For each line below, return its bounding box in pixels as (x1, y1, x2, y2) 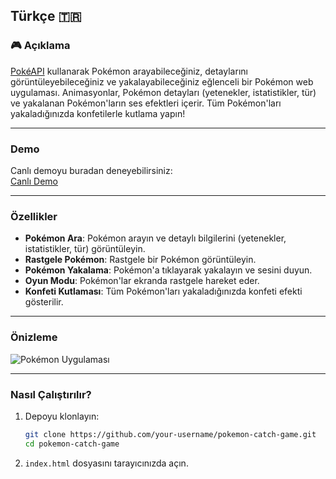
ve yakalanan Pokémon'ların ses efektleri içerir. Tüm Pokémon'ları (10, 97, 282, 109)
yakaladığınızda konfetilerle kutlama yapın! (10, 107, 186, 119)
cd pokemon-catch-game (24, 439, 120, 449)
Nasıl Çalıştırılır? (10, 387, 92, 401)
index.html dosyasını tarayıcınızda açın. (24, 457, 189, 469)
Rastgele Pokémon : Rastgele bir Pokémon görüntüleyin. (24, 254, 257, 266)
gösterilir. (24, 296, 64, 308)
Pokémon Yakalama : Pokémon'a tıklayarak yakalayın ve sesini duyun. (24, 264, 313, 276)
